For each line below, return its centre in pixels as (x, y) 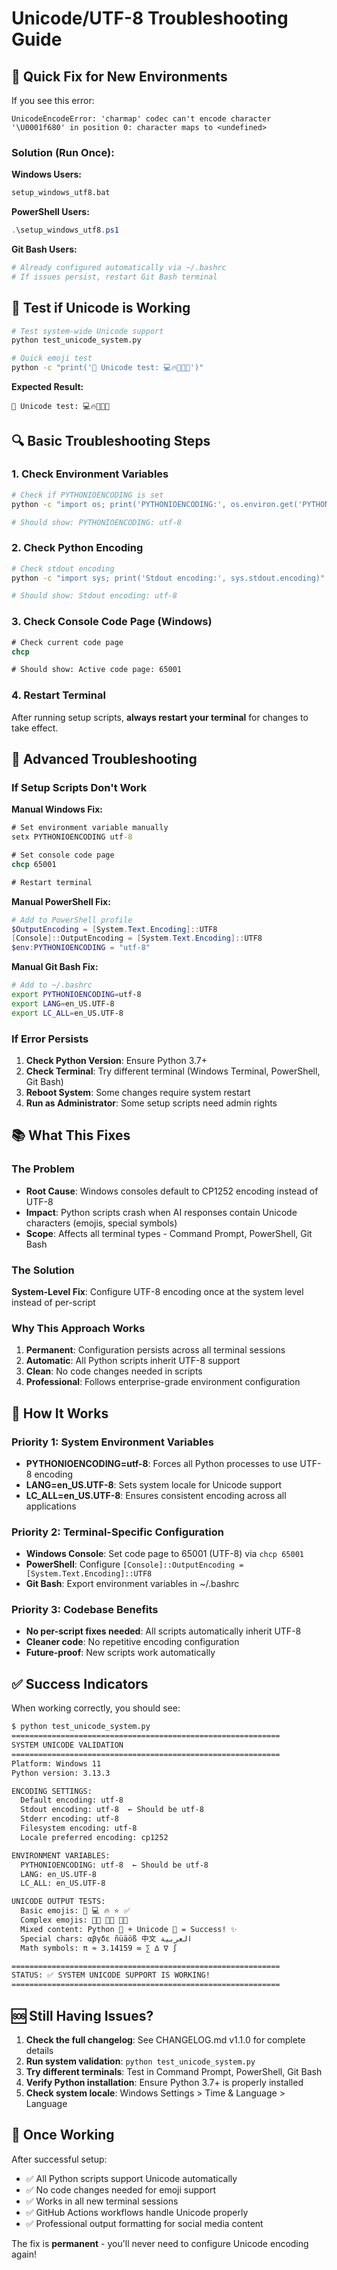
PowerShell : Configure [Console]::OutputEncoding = (134, 1564)
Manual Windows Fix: (57, 809)
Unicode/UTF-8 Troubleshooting (150, 18)
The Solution (43, 1270)
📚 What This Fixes (71, 1135)
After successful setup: (59, 2159)
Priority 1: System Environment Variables (112, 1442)
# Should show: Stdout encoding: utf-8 (94, 596)
